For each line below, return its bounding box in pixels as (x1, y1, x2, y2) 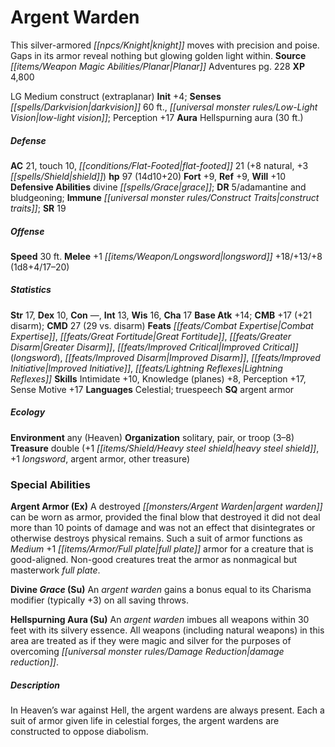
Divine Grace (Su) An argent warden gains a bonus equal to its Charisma (10, 584, 312, 596)
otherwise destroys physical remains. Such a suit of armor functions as (10, 532, 303, 545)
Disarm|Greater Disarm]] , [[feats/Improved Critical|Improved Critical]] (10, 341, 299, 353)
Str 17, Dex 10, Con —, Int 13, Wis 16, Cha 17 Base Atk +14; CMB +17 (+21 (10, 309, 313, 321)
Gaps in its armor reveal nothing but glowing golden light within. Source (10, 49, 307, 61)
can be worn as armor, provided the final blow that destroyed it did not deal (10, 511, 321, 523)
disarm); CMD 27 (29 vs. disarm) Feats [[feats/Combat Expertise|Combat (10, 319, 314, 331)
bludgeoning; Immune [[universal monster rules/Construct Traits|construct (10, 191, 320, 203)
